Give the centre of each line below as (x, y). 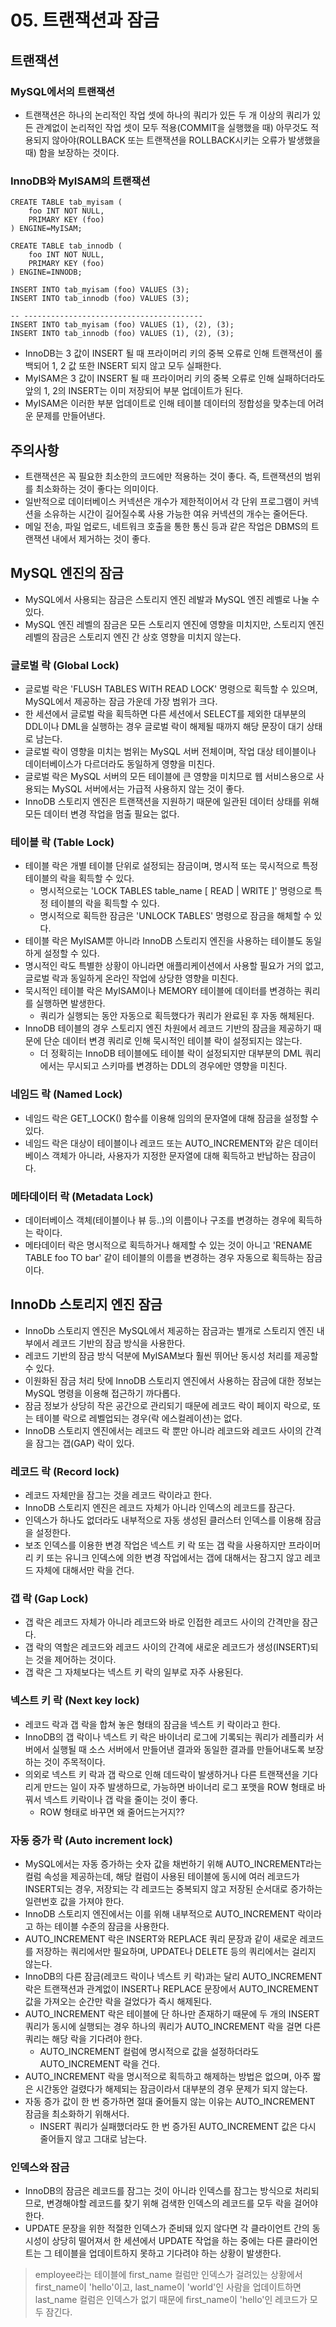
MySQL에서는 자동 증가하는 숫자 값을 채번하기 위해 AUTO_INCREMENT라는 (173, 1863)
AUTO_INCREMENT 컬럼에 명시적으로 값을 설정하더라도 (149, 2051)
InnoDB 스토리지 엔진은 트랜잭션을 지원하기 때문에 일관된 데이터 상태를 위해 (172, 802)
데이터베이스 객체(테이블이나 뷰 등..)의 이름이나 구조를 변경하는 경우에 (160, 1220)
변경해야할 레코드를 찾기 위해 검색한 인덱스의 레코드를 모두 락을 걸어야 (182, 2203)
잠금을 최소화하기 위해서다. (77, 2113)
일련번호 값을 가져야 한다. (74, 1901)
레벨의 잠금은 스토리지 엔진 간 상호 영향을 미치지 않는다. (133, 637)
